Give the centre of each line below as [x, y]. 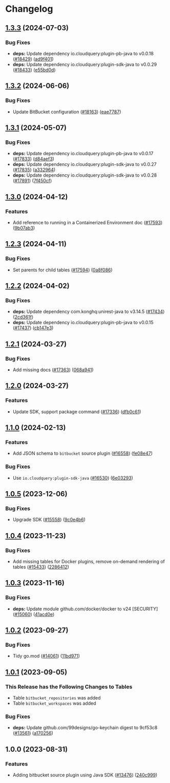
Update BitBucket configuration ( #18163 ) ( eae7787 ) [67, 112]
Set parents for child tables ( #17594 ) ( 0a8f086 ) [62, 270]
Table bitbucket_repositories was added [57, 698]
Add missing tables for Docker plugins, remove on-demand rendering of [89, 562]
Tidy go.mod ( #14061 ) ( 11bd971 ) [46, 656]
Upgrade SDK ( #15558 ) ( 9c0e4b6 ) [49, 520]
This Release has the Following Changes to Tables [69, 687]
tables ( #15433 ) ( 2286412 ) [41, 567]
